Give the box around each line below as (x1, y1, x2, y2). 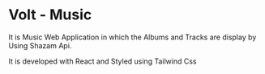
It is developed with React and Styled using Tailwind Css (8, 56, 197, 66)
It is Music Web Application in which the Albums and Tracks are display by (8, 32, 257, 42)
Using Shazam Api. (8, 40, 72, 50)
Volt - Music (8, 6, 92, 24)
